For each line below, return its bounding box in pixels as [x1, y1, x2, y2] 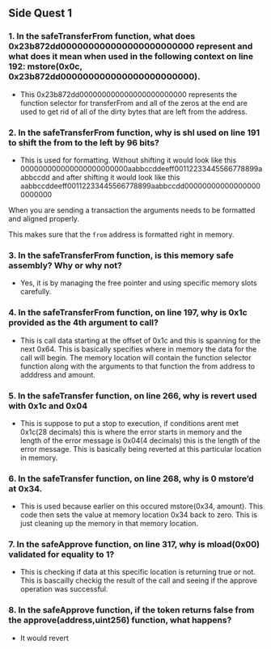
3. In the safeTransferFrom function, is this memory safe [8, 250, 235, 261]
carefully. [19, 287, 52, 297]
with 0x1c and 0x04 [8, 400, 87, 411]
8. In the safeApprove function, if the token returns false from [8, 605, 255, 616]
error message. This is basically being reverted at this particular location [19, 444, 261, 453]
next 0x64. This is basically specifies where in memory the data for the [19, 343, 257, 354]
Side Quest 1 [8, 6, 73, 20]
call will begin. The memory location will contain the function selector [19, 352, 252, 362]
